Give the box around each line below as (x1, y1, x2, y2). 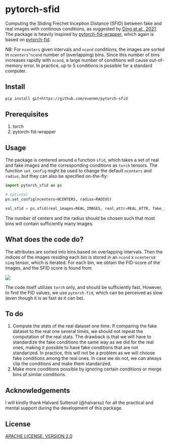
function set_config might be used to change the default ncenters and (5, 168, 152, 174)
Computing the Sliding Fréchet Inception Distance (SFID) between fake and (5, 20, 162, 26)
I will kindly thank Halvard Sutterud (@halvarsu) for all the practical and (5, 399, 153, 406)
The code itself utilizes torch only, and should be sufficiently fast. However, (5, 284, 163, 290)
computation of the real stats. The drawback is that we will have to (12, 334, 152, 340)
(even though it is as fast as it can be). (5, 295, 85, 301)
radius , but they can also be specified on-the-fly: (5, 173, 108, 179)
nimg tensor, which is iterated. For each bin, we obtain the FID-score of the (5, 260, 160, 266)
